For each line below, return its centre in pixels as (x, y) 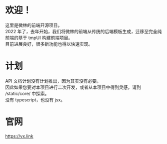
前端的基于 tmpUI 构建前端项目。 (39, 38)
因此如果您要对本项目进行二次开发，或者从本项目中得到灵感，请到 (73, 87)
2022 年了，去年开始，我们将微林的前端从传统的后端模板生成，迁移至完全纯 (83, 31)
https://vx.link (19, 136)
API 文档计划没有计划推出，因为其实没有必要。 (53, 81)
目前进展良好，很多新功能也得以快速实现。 (49, 44)
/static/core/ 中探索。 (27, 93)
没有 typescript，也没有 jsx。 (35, 100)
